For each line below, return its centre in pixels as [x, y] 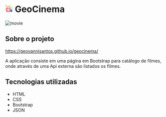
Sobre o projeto [30, 39]
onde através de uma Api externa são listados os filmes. [63, 66]
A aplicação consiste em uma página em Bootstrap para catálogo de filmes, [83, 61]
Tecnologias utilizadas [41, 82]
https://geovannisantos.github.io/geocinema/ [52, 51]
